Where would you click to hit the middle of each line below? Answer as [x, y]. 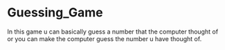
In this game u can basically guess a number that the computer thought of [113, 32]
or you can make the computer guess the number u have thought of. [105, 38]
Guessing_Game [55, 13]
